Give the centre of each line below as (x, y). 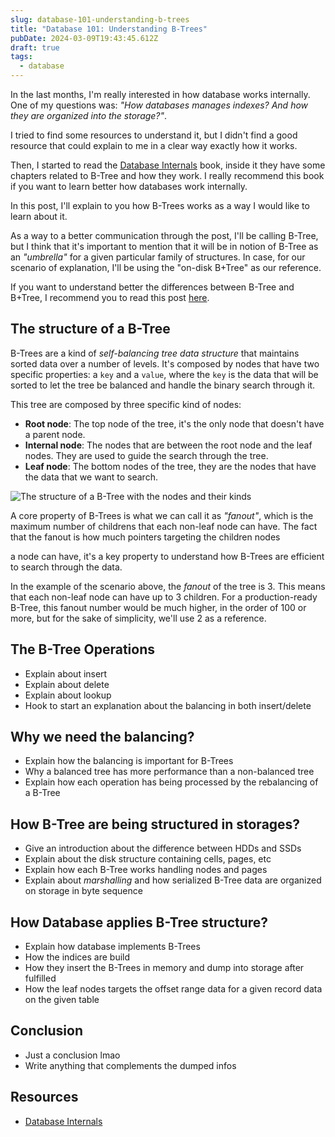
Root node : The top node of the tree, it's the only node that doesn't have (174, 423)
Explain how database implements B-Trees (112, 947)
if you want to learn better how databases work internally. (129, 186)
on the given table (62, 1000)
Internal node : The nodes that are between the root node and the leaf (168, 445)
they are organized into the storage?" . (89, 115)
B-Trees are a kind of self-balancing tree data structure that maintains (155, 353)
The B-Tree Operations (83, 649)
